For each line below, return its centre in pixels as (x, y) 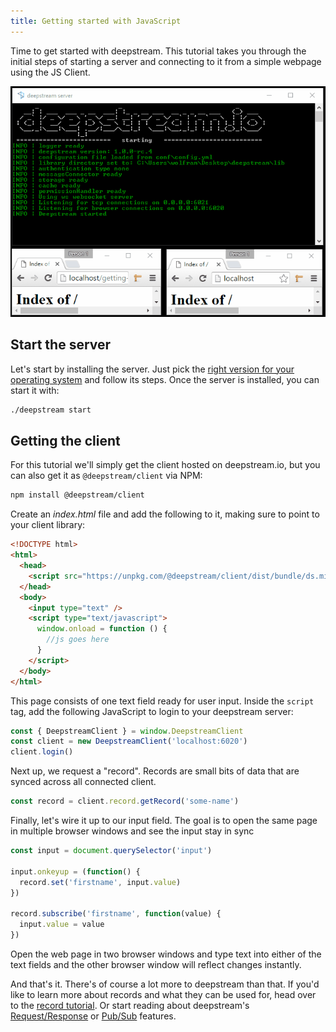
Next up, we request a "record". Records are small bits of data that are (155, 771)
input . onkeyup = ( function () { (75, 871)
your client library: (48, 525)
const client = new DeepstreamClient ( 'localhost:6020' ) (129, 741)
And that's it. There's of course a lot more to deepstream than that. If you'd (165, 984)
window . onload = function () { (102, 629)
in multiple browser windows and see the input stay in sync (132, 831)
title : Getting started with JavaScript (96, 21)
